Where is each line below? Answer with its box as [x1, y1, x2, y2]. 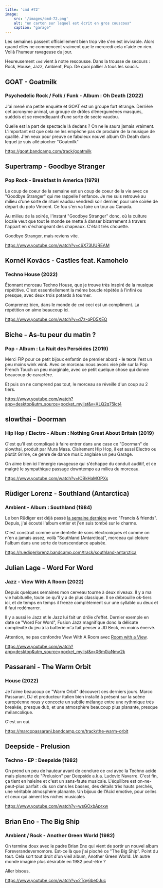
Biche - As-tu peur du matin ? [5, 330, 96, 339]
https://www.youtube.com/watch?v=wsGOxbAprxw [5, 803, 109, 809]
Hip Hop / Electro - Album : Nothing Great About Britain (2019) [5, 430, 154, 437]
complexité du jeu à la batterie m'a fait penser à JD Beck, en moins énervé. [5, 624, 156, 630]
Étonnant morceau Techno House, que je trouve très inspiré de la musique [5, 282, 154, 288]
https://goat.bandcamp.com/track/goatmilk [5, 148, 91, 154]
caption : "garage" [14, 25, 51, 30]
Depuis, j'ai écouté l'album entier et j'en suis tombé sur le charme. [5, 520, 138, 526]
